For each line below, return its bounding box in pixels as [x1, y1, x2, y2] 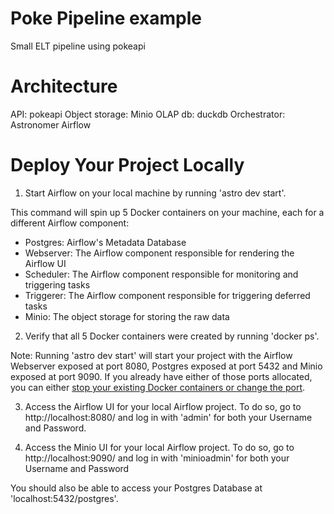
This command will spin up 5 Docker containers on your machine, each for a [10, 206, 325, 218]
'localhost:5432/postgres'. [10, 492, 119, 504]
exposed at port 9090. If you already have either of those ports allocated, [10, 370, 313, 382]
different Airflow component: [10, 217, 130, 229]
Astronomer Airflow [10, 118, 92, 131]
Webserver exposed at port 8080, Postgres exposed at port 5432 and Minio [10, 360, 323, 372]
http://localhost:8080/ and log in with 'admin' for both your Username [24, 411, 313, 423]
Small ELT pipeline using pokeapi [10, 40, 146, 52]
